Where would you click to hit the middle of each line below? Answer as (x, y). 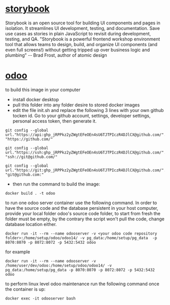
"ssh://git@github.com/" (31, 157)
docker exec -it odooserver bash (40, 298)
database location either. (31, 224)
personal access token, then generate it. (55, 121)
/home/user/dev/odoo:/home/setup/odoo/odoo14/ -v (59, 265)
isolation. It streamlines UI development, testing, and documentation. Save (83, 28)
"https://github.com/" (29, 139)
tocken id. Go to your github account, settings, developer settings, (81, 116)
